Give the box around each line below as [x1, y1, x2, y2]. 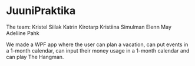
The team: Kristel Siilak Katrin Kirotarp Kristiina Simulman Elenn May [6, 23, 172, 30]
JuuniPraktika [6, 4, 76, 18]
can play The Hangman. [6, 53, 64, 60]
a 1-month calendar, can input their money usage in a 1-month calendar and [6, 47, 190, 54]
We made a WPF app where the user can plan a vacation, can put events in [6, 41, 189, 48]
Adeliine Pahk [6, 29, 39, 36]
